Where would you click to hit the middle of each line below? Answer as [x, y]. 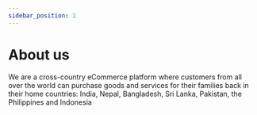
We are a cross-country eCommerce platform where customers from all [125, 77]
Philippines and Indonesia [50, 102]
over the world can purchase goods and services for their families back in [129, 85]
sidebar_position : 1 [42, 15]
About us [39, 54]
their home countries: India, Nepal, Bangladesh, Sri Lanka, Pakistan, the [125, 94]
